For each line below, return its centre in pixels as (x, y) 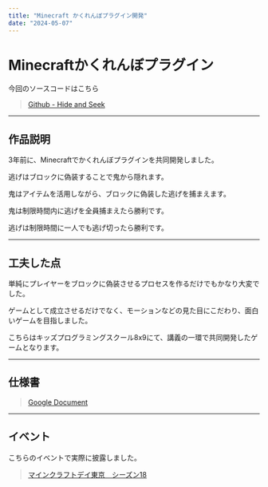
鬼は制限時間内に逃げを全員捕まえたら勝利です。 (89, 211)
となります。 (43, 347)
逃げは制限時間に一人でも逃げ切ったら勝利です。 (89, 228)
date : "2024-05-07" (41, 23)
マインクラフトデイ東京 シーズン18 (87, 474)
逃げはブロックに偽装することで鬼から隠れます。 (89, 177)
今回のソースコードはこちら (54, 89)
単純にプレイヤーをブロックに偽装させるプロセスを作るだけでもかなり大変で (134, 283)
